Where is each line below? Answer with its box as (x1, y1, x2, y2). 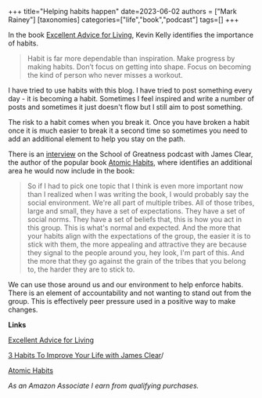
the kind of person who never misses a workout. (27, 71, 183, 79)
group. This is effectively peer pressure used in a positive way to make (8, 297, 236, 305)
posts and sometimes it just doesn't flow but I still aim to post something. (8, 102, 243, 111)
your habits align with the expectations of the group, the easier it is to (27, 232, 251, 240)
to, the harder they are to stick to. (27, 265, 135, 274)
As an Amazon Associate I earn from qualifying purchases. (8, 381, 199, 390)
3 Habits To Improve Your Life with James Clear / (8, 351, 164, 360)
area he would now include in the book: (8, 166, 135, 175)
